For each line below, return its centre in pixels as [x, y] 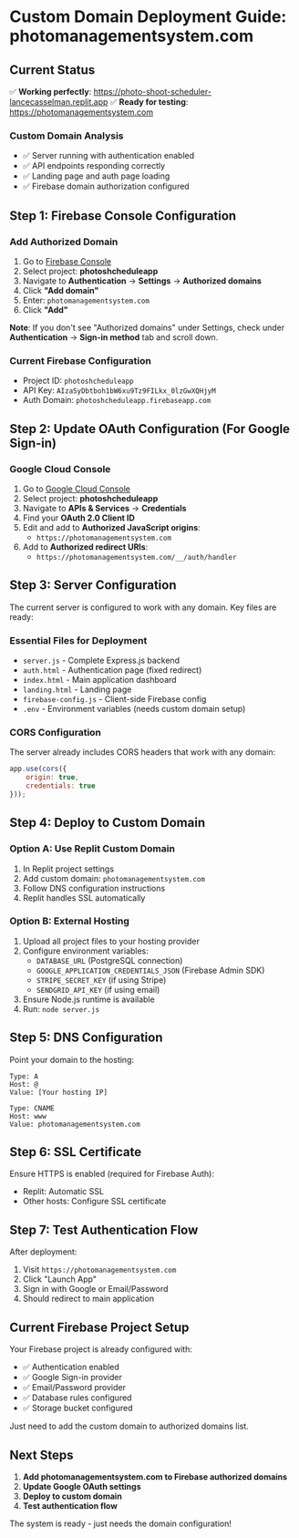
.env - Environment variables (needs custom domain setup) [134, 709]
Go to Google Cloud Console [76, 489]
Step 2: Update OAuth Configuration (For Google [149, 429]
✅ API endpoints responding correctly [94, 166]
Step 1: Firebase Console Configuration [123, 216]
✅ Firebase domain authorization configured [106, 186]
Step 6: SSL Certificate [76, 1152]
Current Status [52, 70]
